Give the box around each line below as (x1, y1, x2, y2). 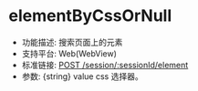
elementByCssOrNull (8, 5, 172, 26)
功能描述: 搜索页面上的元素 (21, 36, 123, 47)
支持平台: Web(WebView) (21, 47, 118, 59)
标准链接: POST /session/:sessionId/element (21, 59, 189, 70)
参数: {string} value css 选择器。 (21, 70, 143, 82)
